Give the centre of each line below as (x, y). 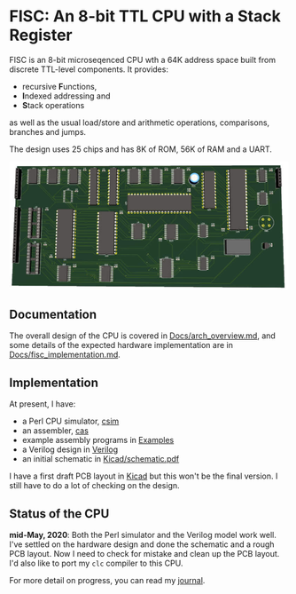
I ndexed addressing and (66, 96)
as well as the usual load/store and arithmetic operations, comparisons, (140, 123)
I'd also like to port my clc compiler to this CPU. (96, 563)
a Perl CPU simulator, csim (70, 421)
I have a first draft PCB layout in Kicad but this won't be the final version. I (144, 476)
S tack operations (53, 105)
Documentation (53, 314)
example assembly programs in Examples (98, 440)
